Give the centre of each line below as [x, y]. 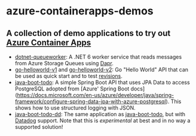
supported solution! [39, 127]
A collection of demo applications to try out [88, 33]
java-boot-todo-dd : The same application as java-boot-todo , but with [100, 114]
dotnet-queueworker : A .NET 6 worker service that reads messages [98, 57]
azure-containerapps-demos [80, 11]
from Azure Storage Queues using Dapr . [64, 63]
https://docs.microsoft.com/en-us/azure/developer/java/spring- [96, 95]
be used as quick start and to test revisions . [68, 76]
